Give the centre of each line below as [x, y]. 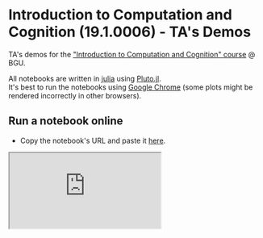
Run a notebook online [66, 121]
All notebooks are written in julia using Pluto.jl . [85, 78]
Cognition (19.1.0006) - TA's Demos [130, 32]
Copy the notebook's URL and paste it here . [93, 140]
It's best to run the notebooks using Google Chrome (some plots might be [131, 87]
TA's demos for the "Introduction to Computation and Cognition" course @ [132, 54]
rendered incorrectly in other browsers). [75, 95]
